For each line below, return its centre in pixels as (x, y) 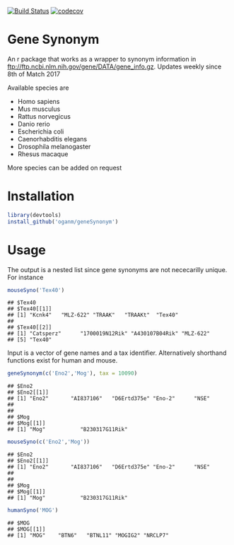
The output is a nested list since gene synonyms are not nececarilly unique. (117, 269)
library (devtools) (34, 215)
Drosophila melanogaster (54, 146)
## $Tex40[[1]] (30, 309)
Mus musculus (39, 109)
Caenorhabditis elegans (52, 139)
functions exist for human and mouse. (63, 361)
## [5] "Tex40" (30, 340)
